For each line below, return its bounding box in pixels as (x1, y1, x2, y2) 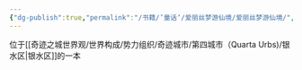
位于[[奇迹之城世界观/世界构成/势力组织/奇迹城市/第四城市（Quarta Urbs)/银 (9, 39, 290, 49)
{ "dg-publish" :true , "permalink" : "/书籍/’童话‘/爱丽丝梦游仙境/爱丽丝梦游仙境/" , (9, 13, 295, 22)
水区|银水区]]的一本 (9, 50, 81, 61)
